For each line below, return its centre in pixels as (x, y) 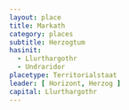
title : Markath (37, 26)
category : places (41, 34)
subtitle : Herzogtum (48, 42)
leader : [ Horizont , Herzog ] (65, 83)
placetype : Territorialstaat (63, 75)
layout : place (36, 17)
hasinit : (25, 51)
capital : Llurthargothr (53, 91)
